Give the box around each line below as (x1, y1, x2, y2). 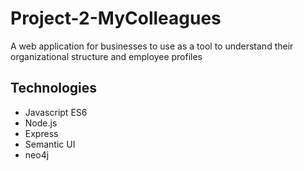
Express (24, 127, 59, 139)
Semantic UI (24, 138, 76, 150)
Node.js (24, 117, 58, 129)
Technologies (10, 80, 98, 97)
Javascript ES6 (24, 106, 88, 118)
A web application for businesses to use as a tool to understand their (10, 40, 294, 52)
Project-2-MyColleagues (10, 7, 222, 30)
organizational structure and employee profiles (10, 50, 203, 62)
